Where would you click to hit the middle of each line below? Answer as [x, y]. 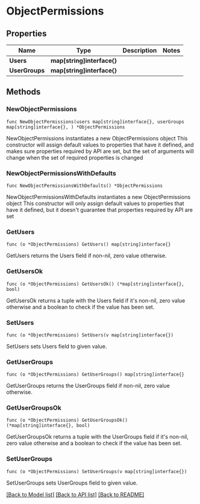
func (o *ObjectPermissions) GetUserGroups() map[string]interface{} [95, 375]
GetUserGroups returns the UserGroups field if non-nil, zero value [88, 386]
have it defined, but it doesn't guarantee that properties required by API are [99, 209]
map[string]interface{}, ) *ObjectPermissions [66, 127]
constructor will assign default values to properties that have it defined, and [100, 145]
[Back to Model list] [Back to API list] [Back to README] [75, 494]
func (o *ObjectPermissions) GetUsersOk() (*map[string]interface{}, [95, 284]
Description [140, 51]
